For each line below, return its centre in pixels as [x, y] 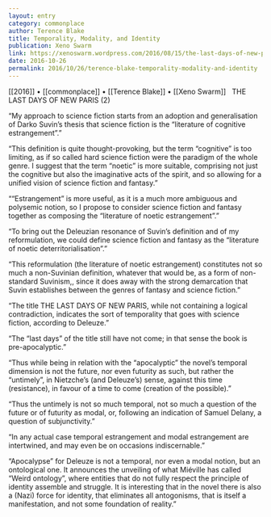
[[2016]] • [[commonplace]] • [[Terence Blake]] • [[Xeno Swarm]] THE [127, 91]
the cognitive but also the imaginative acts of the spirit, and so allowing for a [135, 174]
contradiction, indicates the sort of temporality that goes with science [124, 314]
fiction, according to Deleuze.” [59, 322]
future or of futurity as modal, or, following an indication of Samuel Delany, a [135, 412]
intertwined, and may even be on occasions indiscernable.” [107, 445]
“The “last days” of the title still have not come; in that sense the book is [128, 338]
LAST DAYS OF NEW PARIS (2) [59, 100]
